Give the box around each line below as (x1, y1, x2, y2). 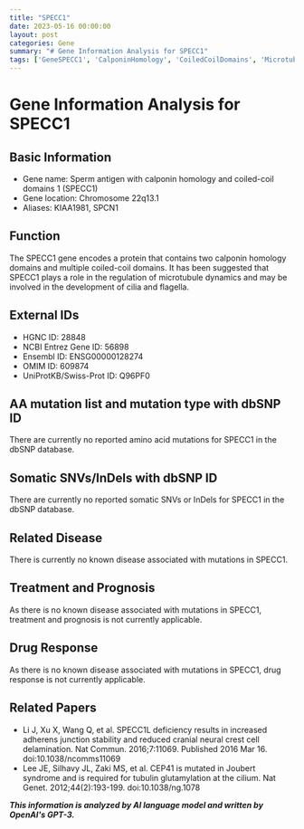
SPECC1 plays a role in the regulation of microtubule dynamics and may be (9, 272, 288, 282)
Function (9, 228, 61, 244)
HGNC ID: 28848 (22, 331, 86, 342)
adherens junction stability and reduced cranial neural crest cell (22, 734, 260, 745)
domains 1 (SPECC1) (22, 183, 99, 194)
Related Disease (9, 530, 102, 546)
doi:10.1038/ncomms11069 (22, 753, 121, 764)
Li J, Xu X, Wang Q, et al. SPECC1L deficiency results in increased (22, 724, 268, 735)
